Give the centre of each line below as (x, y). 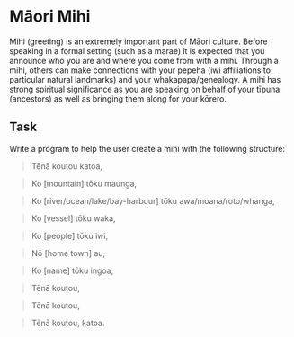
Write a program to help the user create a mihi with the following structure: (147, 148)
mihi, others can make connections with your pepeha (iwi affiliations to (140, 70)
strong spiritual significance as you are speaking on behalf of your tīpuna (145, 89)
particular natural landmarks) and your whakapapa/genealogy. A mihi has (145, 79)
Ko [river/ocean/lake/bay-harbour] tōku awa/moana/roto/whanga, (153, 200)
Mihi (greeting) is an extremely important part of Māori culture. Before (138, 41)
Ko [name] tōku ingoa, (72, 270)
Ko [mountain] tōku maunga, (84, 183)
